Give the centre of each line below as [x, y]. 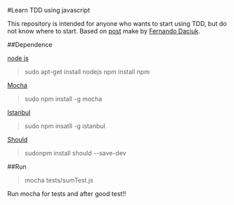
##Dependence [30, 44]
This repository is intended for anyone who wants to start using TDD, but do [117, 23]
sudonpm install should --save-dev [75, 153]
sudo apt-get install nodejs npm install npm [87, 72]
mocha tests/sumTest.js [59, 180]
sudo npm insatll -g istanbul [65, 126]
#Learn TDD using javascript [48, 10]
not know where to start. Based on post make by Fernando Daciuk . [104, 31]
